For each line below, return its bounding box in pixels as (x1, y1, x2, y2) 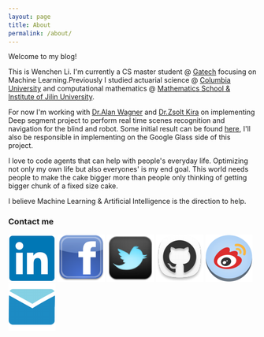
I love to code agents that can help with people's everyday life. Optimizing (8, 156, 248, 165)
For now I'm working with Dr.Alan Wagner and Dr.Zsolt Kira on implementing (8, 107, 255, 117)
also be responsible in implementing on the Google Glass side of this (8, 132, 231, 142)
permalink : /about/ (8, 29, 73, 37)
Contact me (8, 217, 54, 228)
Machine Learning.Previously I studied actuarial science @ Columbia (8, 76, 231, 85)
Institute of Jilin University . (8, 92, 95, 102)
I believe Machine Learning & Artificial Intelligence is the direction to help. (8, 197, 247, 206)
